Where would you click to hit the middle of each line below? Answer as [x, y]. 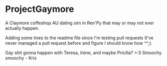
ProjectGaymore [40, 9]
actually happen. [22, 28]
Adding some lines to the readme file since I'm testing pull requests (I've [79, 38]
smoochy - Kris [21, 58]
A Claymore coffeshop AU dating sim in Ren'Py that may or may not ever [80, 23]
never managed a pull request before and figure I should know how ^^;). [79, 43]
